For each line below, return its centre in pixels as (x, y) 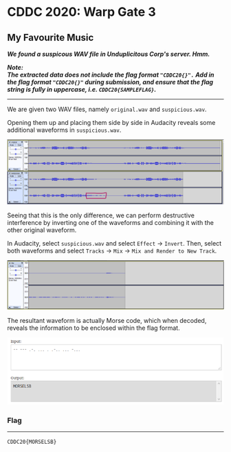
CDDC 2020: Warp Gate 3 (81, 12)
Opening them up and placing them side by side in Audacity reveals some (111, 122)
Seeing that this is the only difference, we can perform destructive (101, 215)
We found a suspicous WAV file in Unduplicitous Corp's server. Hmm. (109, 54)
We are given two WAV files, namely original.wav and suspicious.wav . (107, 109)
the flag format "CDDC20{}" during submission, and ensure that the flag (110, 82)
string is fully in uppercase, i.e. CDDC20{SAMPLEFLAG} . (82, 89)
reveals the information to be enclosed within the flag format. (93, 328)
